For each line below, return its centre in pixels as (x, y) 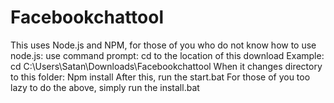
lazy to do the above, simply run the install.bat (105, 87)
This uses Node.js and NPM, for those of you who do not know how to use (163, 45)
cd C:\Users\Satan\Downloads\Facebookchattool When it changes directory (166, 66)
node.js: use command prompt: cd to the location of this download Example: (167, 55)
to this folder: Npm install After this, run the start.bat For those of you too (160, 77)
